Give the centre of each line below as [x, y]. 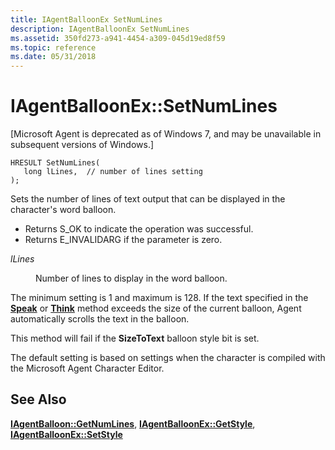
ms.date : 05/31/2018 [53, 57]
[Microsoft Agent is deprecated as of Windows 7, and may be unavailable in [166, 134]
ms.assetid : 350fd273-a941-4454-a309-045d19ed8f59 [118, 38]
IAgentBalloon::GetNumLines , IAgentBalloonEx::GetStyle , [133, 423]
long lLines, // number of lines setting [113, 172]
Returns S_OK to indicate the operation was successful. [139, 229]
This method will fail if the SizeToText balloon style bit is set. [135, 338]
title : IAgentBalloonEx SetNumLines [86, 19]
